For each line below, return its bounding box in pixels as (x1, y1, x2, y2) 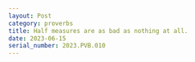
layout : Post (8, 11, 52, 20)
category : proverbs (8, 19, 74, 27)
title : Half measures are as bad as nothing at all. (8, 27, 189, 35)
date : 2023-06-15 (8, 34, 67, 43)
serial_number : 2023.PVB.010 (8, 42, 106, 50)
